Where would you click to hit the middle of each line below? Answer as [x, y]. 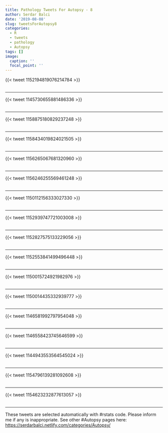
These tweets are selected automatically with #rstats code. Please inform [81, 414]
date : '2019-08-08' [25, 19]
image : [12, 56]
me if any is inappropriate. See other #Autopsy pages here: [66, 420]
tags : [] [14, 51]
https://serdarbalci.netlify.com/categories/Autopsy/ [58, 425]
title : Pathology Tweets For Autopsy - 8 [49, 10]
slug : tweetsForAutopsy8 [31, 24]
